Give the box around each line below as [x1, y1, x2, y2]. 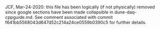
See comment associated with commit [34, 14, 113, 20]
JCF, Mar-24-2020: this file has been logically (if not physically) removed [5, 4, 155, 10]
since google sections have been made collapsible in [5, 9, 113, 15]
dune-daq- [114, 9, 137, 15]
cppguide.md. [5, 14, 34, 20]
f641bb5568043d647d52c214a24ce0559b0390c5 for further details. [5, 19, 147, 25]
